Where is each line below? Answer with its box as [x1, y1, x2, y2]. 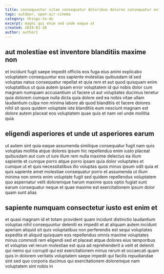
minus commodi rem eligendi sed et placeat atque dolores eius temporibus [5, 237, 155, 243]
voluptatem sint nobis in [5, 263, 53, 269]
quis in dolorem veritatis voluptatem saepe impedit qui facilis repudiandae [5, 253, 154, 259]
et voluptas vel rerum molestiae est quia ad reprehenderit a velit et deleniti [5, 243, 154, 249]
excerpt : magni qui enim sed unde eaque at [5, 21, 95, 26]
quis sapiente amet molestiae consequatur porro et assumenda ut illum [5, 168, 148, 174]
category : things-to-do [5, 16, 54, 21]
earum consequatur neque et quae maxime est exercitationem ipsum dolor [5, 184, 155, 190]
